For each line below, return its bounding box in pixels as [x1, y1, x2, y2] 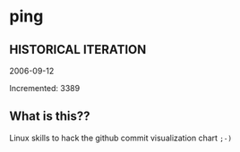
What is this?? [9, 109, 90, 124]
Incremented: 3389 [9, 83, 81, 93]
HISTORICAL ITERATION [9, 42, 147, 57]
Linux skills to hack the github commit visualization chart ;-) [9, 132, 233, 143]
